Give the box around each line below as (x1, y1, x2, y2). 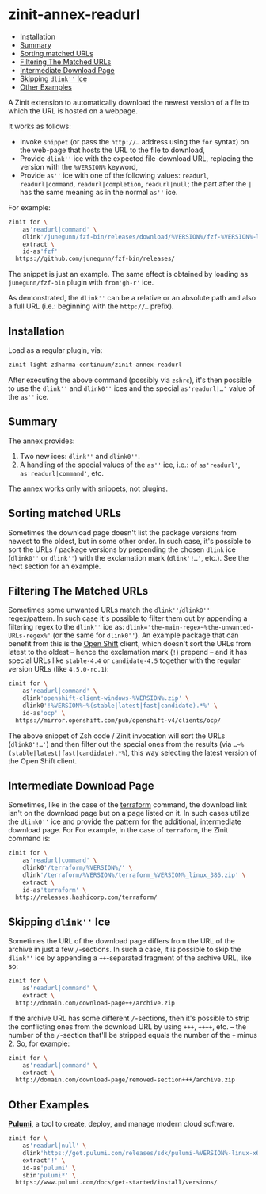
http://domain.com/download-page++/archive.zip (15, 999, 176, 1007)
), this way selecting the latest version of (125, 748, 257, 757)
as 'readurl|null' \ (22, 1142, 87, 1150)
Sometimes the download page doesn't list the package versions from (8, 527, 237, 537)
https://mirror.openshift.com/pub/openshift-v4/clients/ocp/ (15, 716, 222, 725)
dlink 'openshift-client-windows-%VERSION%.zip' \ (22, 695, 190, 702)
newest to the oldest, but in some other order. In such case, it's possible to (8, 536, 252, 545)
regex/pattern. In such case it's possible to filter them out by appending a (8, 614, 248, 623)
